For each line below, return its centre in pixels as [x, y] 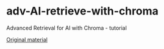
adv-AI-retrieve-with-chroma [82, 11]
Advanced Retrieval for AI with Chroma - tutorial [66, 28]
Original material [27, 39]
